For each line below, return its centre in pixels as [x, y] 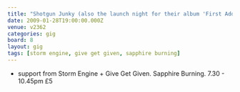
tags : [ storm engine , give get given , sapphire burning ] [94, 54]
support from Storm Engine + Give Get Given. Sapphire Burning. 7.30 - [121, 73]
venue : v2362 [27, 27]
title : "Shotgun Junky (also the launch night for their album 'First [115, 14]
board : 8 [20, 40]
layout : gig [25, 47]
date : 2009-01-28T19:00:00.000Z [55, 21]
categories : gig [31, 34]
